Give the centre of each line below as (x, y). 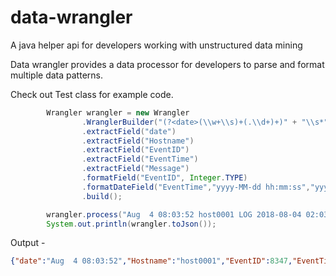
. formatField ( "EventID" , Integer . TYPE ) (164, 178)
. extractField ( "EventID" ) (135, 150)
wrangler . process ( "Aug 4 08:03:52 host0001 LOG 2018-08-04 (174, 214)
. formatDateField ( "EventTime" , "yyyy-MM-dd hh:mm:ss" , (196, 187)
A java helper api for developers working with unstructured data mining (156, 45)
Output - (28, 243)
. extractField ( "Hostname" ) (138, 141)
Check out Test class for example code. (92, 94)
